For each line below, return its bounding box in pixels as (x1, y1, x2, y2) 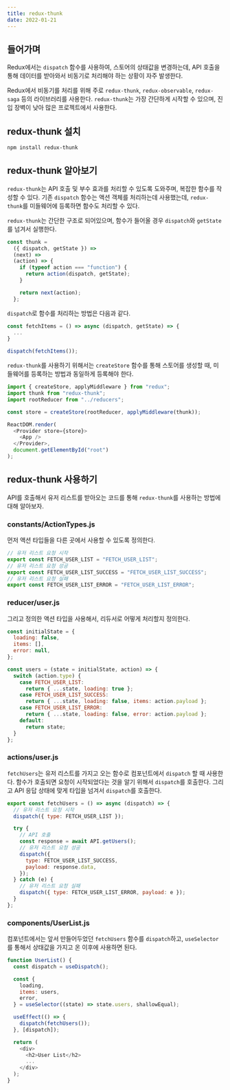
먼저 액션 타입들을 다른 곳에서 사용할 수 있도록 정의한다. (7, 536, 156, 544)
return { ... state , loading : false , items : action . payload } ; (25, 698, 207, 705)
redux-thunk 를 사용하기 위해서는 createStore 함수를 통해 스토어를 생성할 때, (7, 362, 212, 370)
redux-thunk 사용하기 (7, 474, 97, 485)
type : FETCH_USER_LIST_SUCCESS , (25, 857, 118, 864)
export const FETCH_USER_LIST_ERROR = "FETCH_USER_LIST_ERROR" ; (7, 581, 195, 588)
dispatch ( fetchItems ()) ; (7, 348, 78, 355)
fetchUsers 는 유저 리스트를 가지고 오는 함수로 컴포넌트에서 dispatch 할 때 (7, 769, 205, 777)
